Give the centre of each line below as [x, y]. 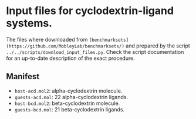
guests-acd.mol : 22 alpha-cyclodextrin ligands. [71, 97]
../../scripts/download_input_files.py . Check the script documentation [95, 52]
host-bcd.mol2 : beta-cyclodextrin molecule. [67, 103]
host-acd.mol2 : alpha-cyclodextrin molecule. [68, 91]
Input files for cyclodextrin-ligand [90, 11]
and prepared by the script [158, 46]
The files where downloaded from [47, 39]
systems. [29, 23]
